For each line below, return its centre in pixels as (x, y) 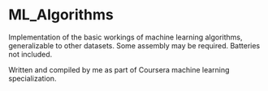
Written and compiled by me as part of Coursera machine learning (119, 69)
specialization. (32, 78)
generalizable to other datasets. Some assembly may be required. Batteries (134, 45)
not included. (30, 54)
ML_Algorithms (61, 15)
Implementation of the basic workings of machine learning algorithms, (125, 37)
